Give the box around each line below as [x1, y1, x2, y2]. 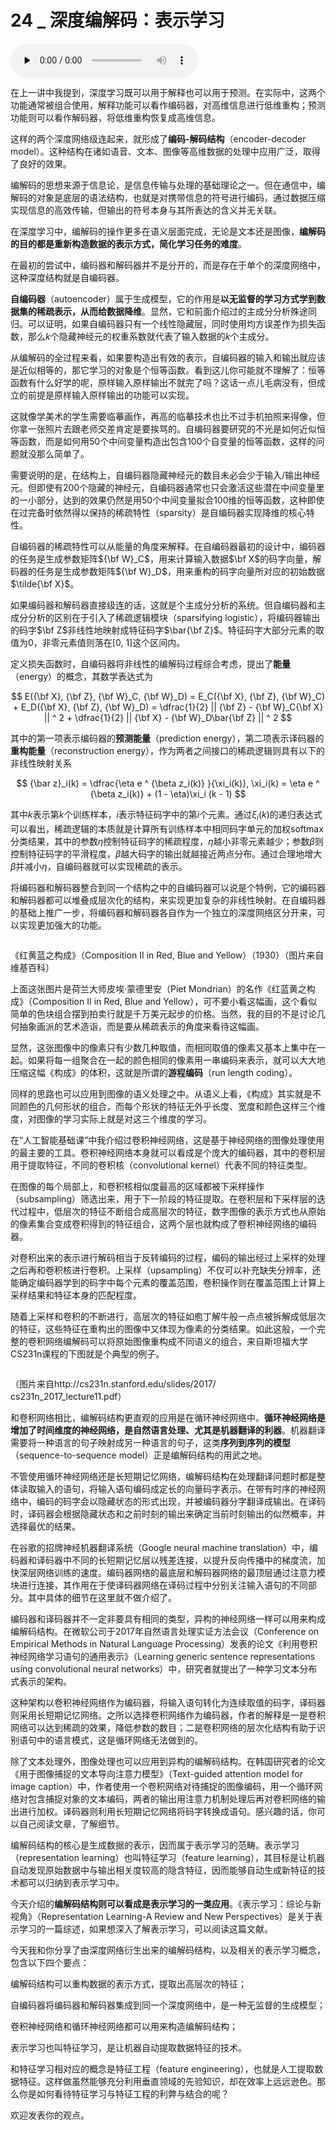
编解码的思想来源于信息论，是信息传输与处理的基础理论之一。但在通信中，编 [10, 179, 326, 191]
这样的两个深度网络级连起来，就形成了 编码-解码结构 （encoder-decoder [10, 132, 307, 145]
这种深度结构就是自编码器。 [10, 271, 125, 283]
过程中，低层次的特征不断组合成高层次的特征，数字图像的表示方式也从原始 [18, 1205, 326, 1217]
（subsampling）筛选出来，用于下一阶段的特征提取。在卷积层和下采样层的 [10, 1192, 317, 1205]
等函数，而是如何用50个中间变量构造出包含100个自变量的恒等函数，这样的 [10, 435, 317, 447]
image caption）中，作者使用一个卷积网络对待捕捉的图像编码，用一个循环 [10, 1780, 315, 1792]
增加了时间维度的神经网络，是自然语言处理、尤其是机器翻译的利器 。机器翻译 [10, 1424, 326, 1436]
